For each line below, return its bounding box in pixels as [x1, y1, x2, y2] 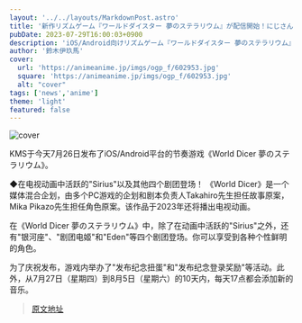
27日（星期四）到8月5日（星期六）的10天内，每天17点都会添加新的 [44, 274, 294, 284]
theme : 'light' [9, 96, 67, 106]
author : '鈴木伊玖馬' [9, 47, 84, 56]
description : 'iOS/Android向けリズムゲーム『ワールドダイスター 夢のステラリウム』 [9, 38, 296, 48]
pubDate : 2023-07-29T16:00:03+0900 [9, 30, 143, 39]
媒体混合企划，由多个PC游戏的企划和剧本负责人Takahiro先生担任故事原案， [9, 190, 289, 201]
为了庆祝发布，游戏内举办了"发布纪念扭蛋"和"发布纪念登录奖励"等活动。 [9, 262, 278, 273]
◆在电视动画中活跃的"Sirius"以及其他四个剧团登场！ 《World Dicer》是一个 [9, 179, 290, 190]
